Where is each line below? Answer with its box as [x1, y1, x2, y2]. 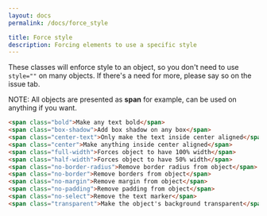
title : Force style [8, 33, 73, 41]
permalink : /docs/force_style [8, 19, 109, 27]
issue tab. [8, 79, 41, 89]
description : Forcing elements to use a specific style [8, 40, 197, 48]
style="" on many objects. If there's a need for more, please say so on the [8, 71, 252, 80]
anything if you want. [8, 103, 77, 113]
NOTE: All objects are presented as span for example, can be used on [8, 94, 237, 104]
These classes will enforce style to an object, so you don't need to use [8, 63, 239, 72]
